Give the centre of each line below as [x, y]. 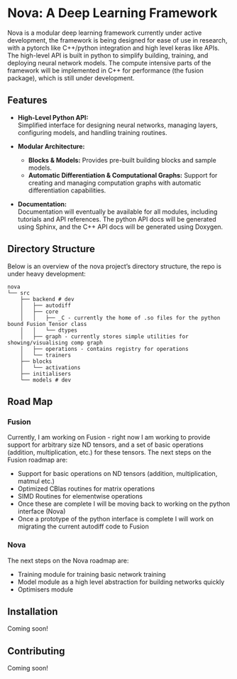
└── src [19, 293]
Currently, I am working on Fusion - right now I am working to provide [109, 438]
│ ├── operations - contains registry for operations [105, 349]
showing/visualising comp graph [55, 342]
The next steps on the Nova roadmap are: [68, 560]
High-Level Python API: [53, 117]
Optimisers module [45, 589]
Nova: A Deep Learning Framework [112, 13]
